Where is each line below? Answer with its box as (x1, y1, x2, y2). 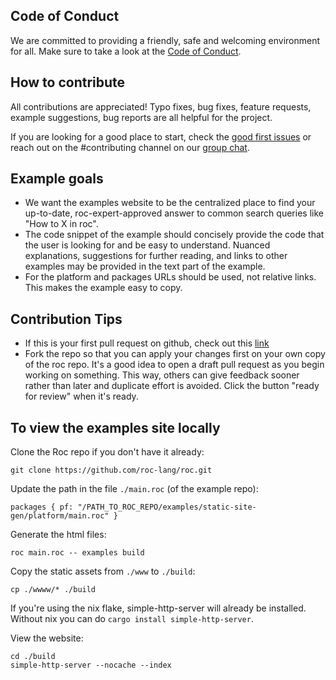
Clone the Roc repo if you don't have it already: (10, 446, 205, 458)
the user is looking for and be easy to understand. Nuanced (24, 239, 271, 251)
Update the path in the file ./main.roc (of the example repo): (10, 483, 259, 495)
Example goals (10, 170, 104, 188)
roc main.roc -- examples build (10, 548, 145, 558)
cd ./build (10, 652, 56, 662)
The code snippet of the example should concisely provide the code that (24, 229, 325, 241)
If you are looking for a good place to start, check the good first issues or (10, 130, 312, 143)
